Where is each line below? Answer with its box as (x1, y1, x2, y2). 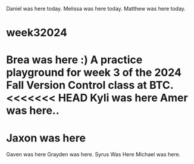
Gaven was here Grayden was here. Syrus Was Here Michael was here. (6, 151, 181, 158)
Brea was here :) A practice (6, 53, 143, 67)
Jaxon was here (6, 131, 86, 145)
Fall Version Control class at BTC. (6, 79, 174, 92)
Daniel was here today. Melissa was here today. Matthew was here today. (6, 5, 186, 12)
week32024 (6, 26, 67, 39)
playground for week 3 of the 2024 (6, 66, 182, 79)
